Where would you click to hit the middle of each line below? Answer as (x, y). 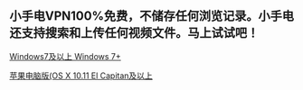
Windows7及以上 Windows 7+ (66, 56)
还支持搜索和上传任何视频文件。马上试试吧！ (134, 33)
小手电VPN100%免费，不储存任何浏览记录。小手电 (151, 16)
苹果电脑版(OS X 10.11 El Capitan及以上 (81, 76)
